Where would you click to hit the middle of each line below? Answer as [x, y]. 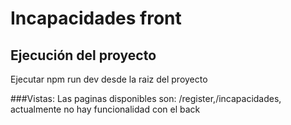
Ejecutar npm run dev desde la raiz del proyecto [109, 79]
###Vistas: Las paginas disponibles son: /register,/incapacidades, [146, 98]
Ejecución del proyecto [83, 55]
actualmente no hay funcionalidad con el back [105, 109]
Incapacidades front [96, 18]
